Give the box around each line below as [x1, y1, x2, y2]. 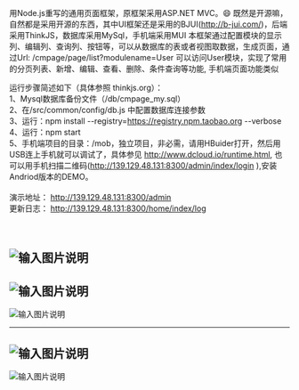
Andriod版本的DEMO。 [9, 172, 93, 182]
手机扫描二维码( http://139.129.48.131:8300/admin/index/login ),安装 [32, 160, 278, 171]
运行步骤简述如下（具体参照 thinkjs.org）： [9, 83, 163, 93]
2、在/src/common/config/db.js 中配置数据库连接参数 [9, 105, 206, 115]
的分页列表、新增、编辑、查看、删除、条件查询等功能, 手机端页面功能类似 [9, 63, 279, 74]
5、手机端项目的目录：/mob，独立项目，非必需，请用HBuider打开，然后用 [9, 138, 281, 149]
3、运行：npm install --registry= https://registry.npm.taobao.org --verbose [9, 116, 282, 126]
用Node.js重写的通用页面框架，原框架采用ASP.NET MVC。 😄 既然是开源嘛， [9, 8, 288, 18]
